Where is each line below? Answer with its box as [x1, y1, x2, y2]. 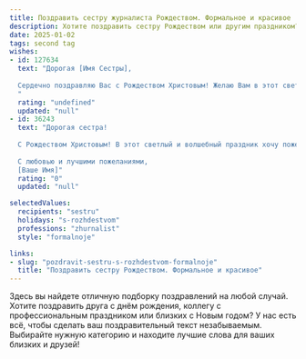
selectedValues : [9, 199, 71, 208]
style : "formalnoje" [17, 233, 96, 242]
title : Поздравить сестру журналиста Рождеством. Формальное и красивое [9, 13, 291, 23]
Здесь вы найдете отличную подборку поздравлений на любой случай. [9, 291, 289, 302]
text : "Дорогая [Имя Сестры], [17, 65, 132, 74]
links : [9, 249, 35, 258]
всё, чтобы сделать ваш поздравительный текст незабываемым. [9, 320, 262, 331]
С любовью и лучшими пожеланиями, [17, 156, 148, 166]
